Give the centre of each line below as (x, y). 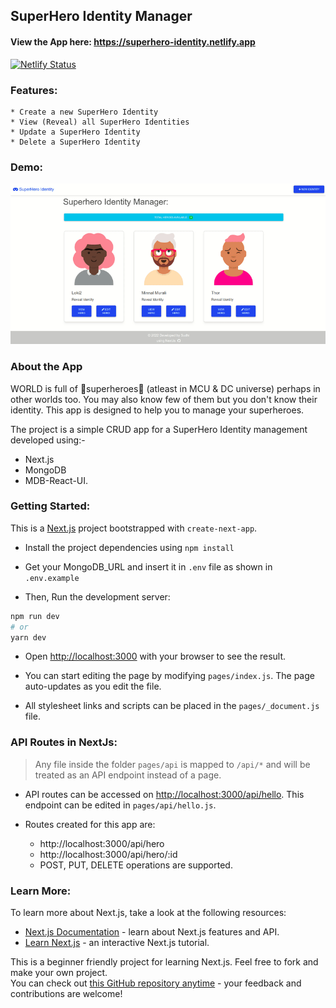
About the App (46, 367)
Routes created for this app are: (90, 824)
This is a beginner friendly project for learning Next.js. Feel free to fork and (164, 962)
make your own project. (59, 973)
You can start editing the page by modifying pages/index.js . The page (169, 676)
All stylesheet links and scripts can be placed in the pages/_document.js (172, 706)
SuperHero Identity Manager (101, 16)
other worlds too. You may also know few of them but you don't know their (164, 399)
